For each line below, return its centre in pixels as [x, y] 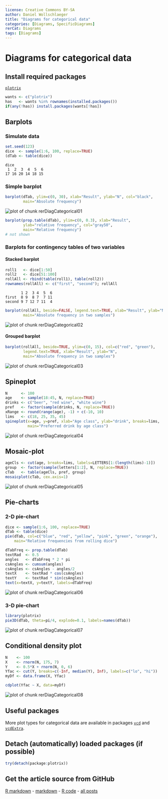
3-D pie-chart [22, 605]
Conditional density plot [43, 646]
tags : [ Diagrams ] [23, 33]
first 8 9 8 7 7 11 [29, 297]
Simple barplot [23, 186]
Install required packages [46, 77]
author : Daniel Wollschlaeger [37, 15]
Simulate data [22, 136]
